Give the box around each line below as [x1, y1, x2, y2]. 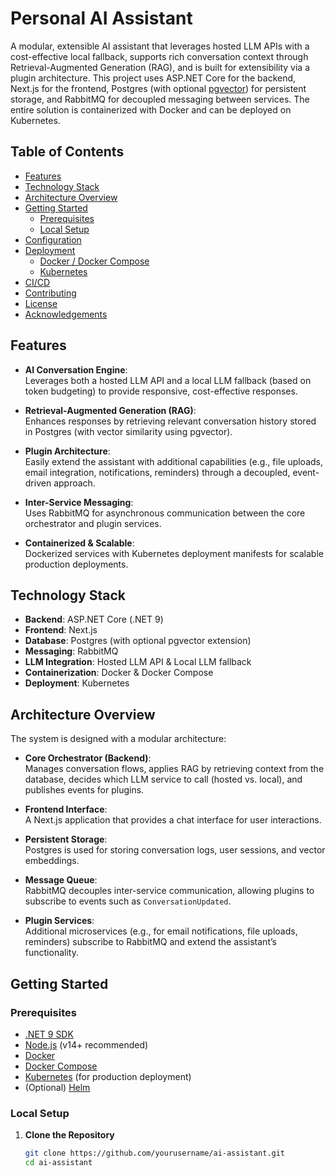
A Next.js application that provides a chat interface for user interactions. [24, 814, 322, 826]
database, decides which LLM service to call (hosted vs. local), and [24, 773, 303, 786]
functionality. [24, 947, 79, 959]
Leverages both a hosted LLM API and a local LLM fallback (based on [24, 374, 312, 386]
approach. [53, 477, 96, 489]
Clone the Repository [24, 1129, 115, 1141]
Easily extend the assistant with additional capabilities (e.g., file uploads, [24, 455, 324, 467]
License [24, 297, 58, 309]
